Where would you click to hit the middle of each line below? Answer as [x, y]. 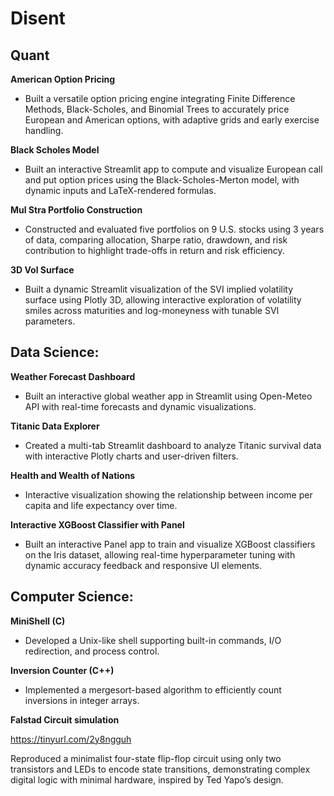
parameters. [50, 321]
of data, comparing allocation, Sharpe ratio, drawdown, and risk [156, 240]
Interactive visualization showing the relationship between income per [168, 494]
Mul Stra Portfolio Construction [76, 210]
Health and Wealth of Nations [73, 475]
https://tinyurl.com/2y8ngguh [71, 739]
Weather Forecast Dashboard [73, 376]
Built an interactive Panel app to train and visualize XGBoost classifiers [170, 544]
